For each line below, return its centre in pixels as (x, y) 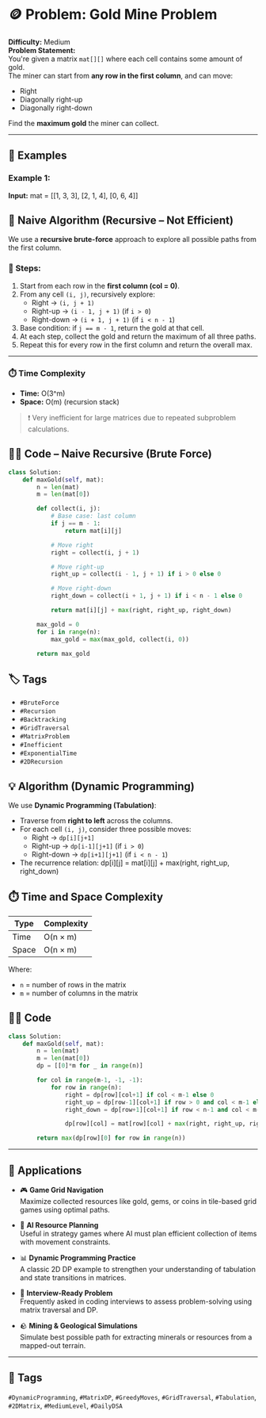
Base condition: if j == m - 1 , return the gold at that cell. (112, 328)
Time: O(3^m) (42, 393)
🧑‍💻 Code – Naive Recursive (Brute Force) (110, 454)
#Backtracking (43, 720)
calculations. (48, 429)
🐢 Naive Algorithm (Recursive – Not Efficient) (121, 221)
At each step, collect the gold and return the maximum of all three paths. (138, 336)
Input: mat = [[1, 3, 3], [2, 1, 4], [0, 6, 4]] (73, 195)
